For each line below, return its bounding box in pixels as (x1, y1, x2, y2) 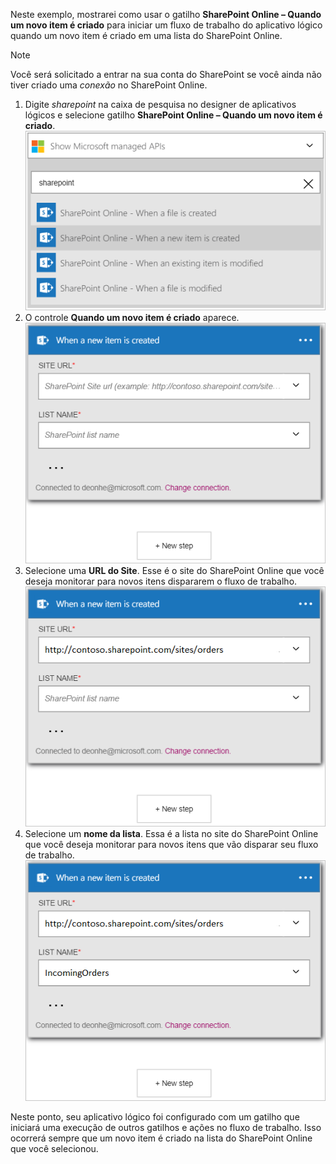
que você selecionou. (10, 1142, 99, 1154)
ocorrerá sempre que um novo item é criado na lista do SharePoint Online (10, 1132, 313, 1144)
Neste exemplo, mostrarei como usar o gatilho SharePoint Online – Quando (10, 9, 322, 20)
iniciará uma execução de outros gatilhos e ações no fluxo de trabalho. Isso (10, 1121, 322, 1133)
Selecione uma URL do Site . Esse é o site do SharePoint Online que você (24, 564, 325, 576)
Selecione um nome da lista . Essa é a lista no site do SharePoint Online (24, 828, 319, 840)
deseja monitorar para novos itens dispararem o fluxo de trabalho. (24, 575, 298, 587)
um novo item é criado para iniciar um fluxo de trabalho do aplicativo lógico (10, 19, 323, 31)
